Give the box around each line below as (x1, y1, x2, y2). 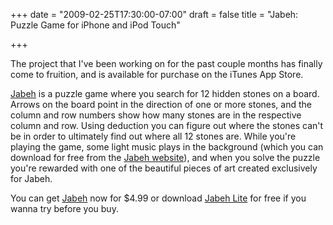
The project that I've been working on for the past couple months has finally (10, 58, 323, 69)
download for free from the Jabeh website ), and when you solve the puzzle (10, 152, 321, 163)
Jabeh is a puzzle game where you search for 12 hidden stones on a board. (10, 88, 320, 99)
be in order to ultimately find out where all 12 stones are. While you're (10, 130, 297, 142)
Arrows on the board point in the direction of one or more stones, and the (10, 99, 312, 110)
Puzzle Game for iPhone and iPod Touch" (10, 19, 181, 31)
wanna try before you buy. (10, 203, 119, 214)
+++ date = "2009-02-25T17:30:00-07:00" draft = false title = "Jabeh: (10, 9, 299, 20)
